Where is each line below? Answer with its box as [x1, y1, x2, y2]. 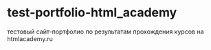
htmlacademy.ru [7, 34, 53, 42]
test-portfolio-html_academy [7, 5, 177, 21]
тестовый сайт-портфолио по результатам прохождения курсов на [7, 27, 204, 36]
